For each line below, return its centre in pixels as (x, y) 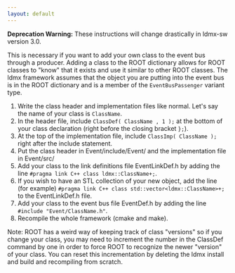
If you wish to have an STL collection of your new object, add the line (117, 181)
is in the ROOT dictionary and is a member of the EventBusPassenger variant (116, 84)
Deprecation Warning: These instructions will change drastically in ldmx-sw (117, 34)
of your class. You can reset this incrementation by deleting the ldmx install (116, 254)
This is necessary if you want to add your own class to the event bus (106, 55)
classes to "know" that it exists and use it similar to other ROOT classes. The (117, 70)
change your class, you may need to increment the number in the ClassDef (115, 239)
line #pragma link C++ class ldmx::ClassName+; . (87, 173)
